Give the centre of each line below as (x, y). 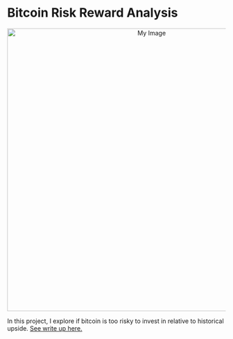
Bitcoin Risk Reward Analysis (93, 13)
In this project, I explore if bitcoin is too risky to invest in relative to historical (115, 321)
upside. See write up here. (45, 328)
